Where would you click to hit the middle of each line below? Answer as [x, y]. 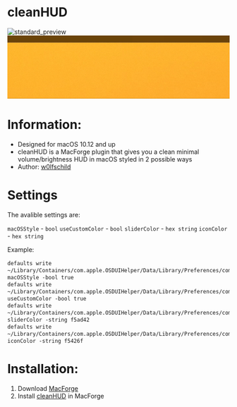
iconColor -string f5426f [45, 341]
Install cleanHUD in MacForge [61, 396]
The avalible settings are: [44, 214]
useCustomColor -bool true [47, 298]
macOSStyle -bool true [41, 277]
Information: [45, 124]
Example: [21, 249]
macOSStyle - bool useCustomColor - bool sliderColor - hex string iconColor [117, 228]
